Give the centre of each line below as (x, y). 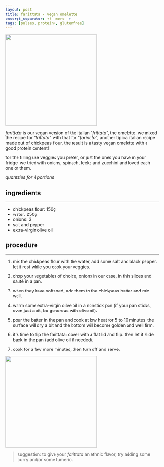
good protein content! (27, 148)
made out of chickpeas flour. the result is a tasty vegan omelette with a (77, 143)
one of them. (18, 168)
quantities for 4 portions (30, 177)
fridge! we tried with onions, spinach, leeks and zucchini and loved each (78, 163)
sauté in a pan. (27, 281)
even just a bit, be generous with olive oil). (55, 311)
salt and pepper (28, 225)
